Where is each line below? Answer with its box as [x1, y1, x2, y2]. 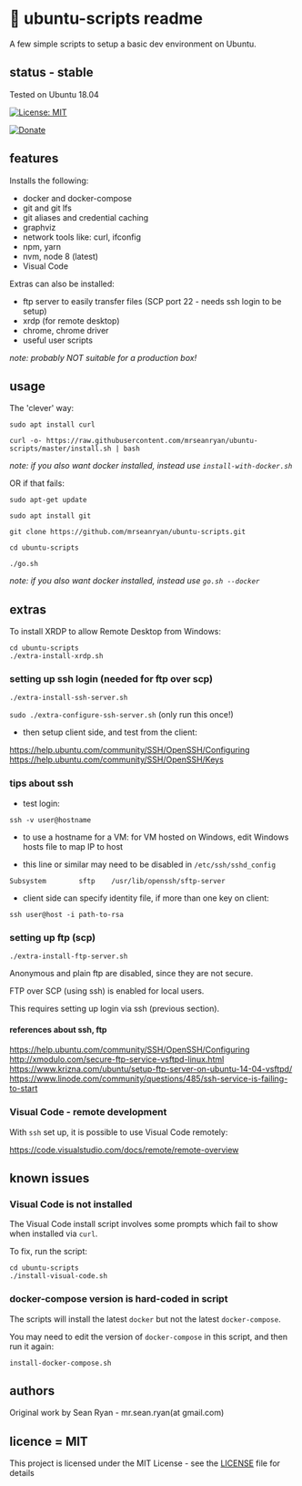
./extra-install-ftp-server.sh [9, 952, 128, 961]
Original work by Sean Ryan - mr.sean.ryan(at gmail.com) [9, 1408, 225, 1419]
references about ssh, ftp [9, 1024, 107, 1035]
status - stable [9, 65, 94, 80]
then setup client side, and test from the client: [22, 727, 197, 738]
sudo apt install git [9, 511, 92, 521]
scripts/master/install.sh [9, 444, 112, 454]
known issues [9, 1171, 90, 1186]
